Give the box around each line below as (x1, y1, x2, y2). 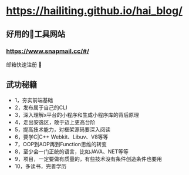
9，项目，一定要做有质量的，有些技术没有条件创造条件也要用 (14, 155, 163, 162)
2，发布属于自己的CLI (14, 104, 67, 111)
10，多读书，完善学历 (14, 163, 67, 170)
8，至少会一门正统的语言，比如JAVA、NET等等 (14, 148, 129, 155)
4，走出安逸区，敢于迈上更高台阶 (14, 119, 96, 126)
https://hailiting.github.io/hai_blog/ (6, 4, 183, 18)
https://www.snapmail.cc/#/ (6, 47, 90, 55)
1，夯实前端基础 (14, 96, 53, 103)
